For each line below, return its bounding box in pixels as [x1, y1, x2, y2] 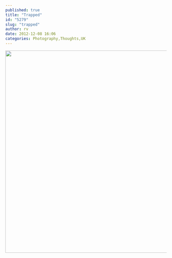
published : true [5, 7, 40, 13]
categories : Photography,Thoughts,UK [5, 36, 86, 42]
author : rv [5, 27, 29, 32]
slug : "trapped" [5, 22, 40, 27]
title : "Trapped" [5, 12, 42, 17]
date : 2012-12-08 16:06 [5, 31, 56, 36]
